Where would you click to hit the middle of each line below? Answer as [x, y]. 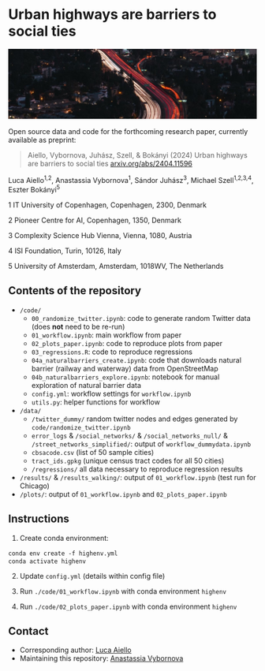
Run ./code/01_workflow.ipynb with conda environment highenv [123, 591]
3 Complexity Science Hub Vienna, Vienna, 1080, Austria [100, 235]
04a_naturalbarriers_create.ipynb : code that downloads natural [136, 360]
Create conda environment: [64, 538]
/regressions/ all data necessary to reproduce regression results [137, 469]
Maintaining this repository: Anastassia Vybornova [101, 658]
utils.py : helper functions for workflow [95, 402]
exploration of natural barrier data [86, 385]
